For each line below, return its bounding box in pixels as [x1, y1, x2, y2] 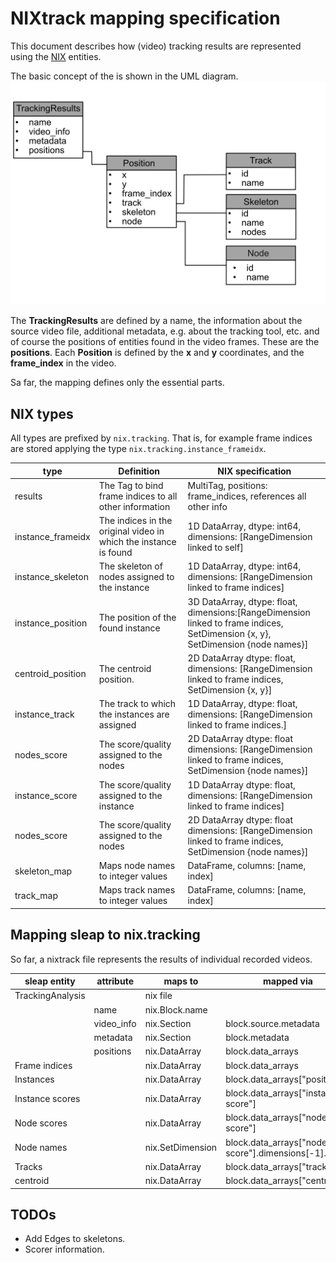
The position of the [98, 612, 177, 624]
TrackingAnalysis [14, 990, 86, 1002]
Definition [118, 465, 160, 477]
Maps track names [98, 884, 176, 896]
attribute [96, 975, 134, 987]
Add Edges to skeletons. [24, 1233, 126, 1245]
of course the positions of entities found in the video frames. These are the [10, 336, 320, 348]
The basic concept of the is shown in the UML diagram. [10, 70, 239, 82]
